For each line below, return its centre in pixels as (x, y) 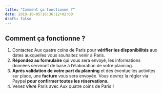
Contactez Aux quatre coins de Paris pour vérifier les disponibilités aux (85, 50)
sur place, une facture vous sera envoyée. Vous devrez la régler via (80, 76)
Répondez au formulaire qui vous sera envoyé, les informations (76, 60)
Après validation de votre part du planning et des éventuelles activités (84, 71)
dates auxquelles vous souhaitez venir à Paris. (59, 55)
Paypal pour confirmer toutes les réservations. (60, 81)
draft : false (18, 19)
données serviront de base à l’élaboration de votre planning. (72, 66)
